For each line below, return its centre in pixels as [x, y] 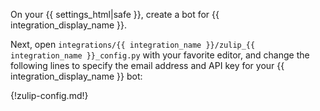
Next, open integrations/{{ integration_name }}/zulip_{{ [133, 44]
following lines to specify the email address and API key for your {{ [147, 65]
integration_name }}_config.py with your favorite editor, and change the [160, 55]
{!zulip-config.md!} [49, 95]
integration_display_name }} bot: [76, 76]
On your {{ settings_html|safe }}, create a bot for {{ [115, 14]
